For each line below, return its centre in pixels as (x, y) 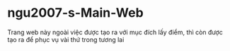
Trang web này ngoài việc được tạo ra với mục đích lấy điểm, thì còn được (115, 32)
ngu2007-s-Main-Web (75, 13)
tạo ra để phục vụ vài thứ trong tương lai (66, 39)
